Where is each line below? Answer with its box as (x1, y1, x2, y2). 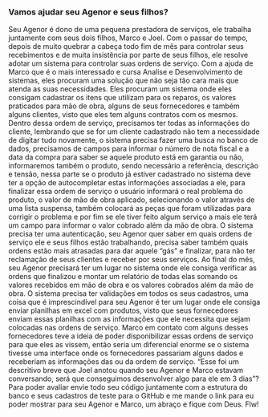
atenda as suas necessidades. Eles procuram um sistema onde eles (8, 84, 233, 94)
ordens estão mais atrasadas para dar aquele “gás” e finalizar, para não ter (8, 246, 256, 256)
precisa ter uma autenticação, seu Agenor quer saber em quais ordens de (8, 229, 253, 239)
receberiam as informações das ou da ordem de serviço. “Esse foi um (8, 357, 239, 366)
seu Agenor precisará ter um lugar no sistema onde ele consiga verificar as (8, 263, 257, 273)
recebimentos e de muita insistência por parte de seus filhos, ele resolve (8, 51, 249, 60)
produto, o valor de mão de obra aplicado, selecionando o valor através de (8, 195, 255, 204)
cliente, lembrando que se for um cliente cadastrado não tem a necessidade (8, 127, 260, 136)
